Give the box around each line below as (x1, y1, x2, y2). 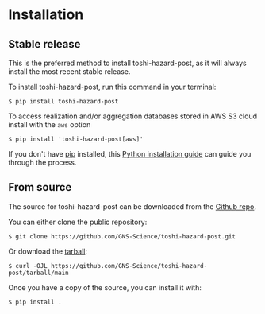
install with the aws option (8, 120, 91, 129)
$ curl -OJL (8, 262, 48, 269)
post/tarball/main (8, 269, 69, 277)
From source (8, 180, 72, 194)
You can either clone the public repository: (8, 217, 148, 227)
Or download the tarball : (8, 246, 88, 256)
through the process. (8, 157, 77, 167)
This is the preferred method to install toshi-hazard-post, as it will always (8, 58, 248, 68)
